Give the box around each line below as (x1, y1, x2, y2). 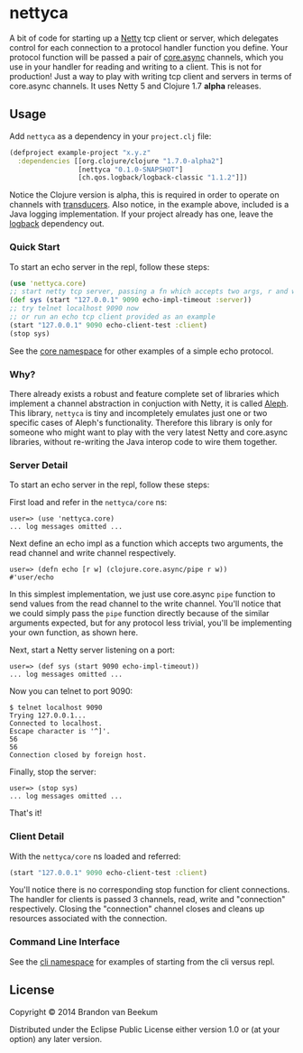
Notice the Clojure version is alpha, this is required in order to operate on (9, 189, 280, 200)
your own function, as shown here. (9, 627, 138, 638)
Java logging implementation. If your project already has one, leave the (9, 208, 273, 219)
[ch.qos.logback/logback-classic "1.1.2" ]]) (78, 173, 248, 182)
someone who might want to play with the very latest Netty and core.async (9, 427, 289, 438)
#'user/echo (9, 573, 54, 582)
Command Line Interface (9, 936, 120, 948)
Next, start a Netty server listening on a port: (9, 644, 176, 656)
